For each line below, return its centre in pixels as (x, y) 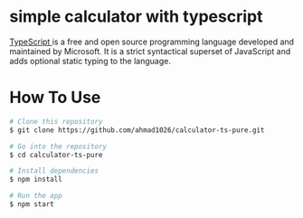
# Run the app (36, 196)
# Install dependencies (54, 171)
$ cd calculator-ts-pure (56, 155)
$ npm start (32, 204)
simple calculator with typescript (136, 17)
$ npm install (36, 180)
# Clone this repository (56, 121)
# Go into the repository (58, 147)
